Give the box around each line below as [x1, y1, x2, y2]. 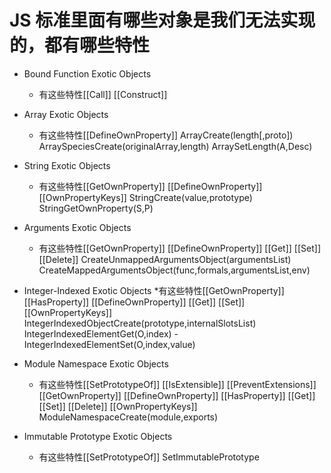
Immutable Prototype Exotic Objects [23, 430, 173, 442]
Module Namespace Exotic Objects [23, 357, 169, 370]
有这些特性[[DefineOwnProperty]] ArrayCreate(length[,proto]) [38, 129, 294, 141]
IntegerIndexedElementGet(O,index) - [23, 327, 179, 340]
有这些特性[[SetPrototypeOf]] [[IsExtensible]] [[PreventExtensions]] [38, 378, 317, 390]
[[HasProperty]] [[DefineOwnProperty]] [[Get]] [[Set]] [23, 296, 246, 308]
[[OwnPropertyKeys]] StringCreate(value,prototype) [38, 191, 253, 203]
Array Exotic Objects [23, 108, 109, 120]
